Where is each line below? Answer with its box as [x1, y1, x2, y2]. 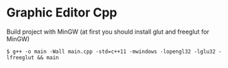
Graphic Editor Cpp [6, 5, 117, 21]
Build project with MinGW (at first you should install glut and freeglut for [6, 27, 210, 36]
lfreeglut [6, 54, 35, 61]
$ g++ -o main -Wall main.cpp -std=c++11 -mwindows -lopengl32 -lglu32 [6, 48, 216, 55]
